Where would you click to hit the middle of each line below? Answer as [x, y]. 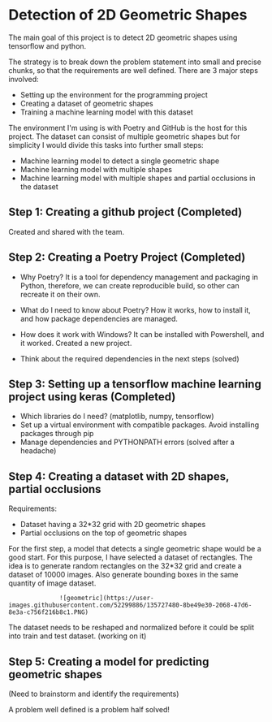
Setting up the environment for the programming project [114, 94]
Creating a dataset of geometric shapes [86, 103]
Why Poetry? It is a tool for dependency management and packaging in [139, 277]
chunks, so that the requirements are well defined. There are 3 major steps [133, 70]
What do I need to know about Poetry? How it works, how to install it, [136, 309]
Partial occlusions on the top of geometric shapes [104, 533]
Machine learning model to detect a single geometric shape [120, 161]
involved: [24, 79]
